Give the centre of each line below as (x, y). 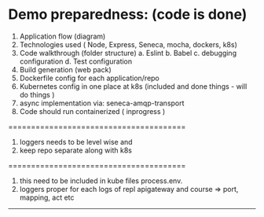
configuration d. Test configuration (76, 61)
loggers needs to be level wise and (76, 142)
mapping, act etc (47, 197)
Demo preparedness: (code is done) (128, 15)
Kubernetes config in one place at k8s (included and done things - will (133, 86)
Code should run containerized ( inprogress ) (92, 111)
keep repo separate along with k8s (75, 150)
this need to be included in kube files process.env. (101, 180)
